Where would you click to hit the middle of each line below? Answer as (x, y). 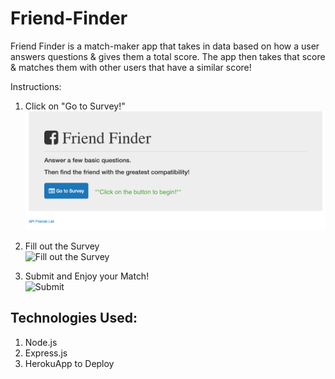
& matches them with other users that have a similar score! (131, 67)
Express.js (46, 353)
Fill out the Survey (62, 246)
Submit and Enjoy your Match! (87, 276)
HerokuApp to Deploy (69, 363)
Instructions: (36, 86)
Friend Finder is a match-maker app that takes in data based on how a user (165, 46)
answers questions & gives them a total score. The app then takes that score (168, 56)
